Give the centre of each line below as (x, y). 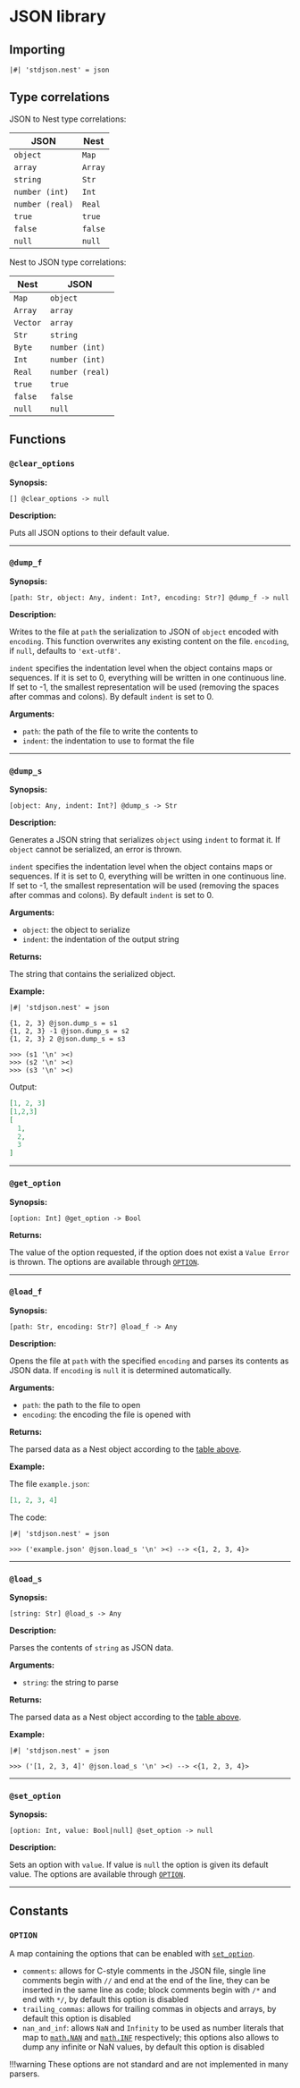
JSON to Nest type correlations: (68, 119)
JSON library (58, 17)
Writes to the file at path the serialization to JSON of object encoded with (144, 632)
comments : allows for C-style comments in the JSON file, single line (144, 1971)
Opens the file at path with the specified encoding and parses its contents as (149, 1361)
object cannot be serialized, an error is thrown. (96, 849)
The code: (28, 1517)
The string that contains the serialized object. (92, 974)
